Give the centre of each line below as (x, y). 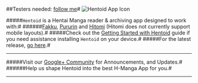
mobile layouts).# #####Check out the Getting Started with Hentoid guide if (98, 33)
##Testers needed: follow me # (43, 9)
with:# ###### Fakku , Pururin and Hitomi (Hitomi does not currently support (98, 27)
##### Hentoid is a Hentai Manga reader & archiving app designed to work (96, 20)
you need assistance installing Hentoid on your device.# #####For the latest (99, 39)
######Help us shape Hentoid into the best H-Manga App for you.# (89, 68)
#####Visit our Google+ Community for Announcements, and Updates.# (94, 62)
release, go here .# (28, 45)
